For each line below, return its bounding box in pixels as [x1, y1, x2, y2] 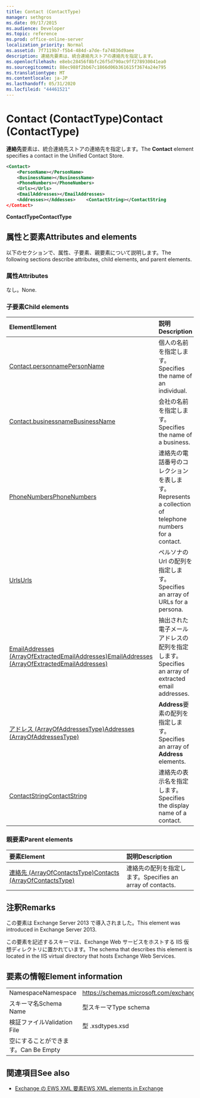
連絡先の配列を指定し [126, 863, 186, 872]
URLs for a [158, 598, 188, 606]
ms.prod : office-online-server [6, 36, 84, 42]
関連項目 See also [6, 1068, 70, 1078]
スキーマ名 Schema [9, 1000, 62, 1008]
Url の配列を [158, 557, 192, 566]
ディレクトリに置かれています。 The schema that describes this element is [11, 946, 193, 953]
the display [158, 801, 189, 810]
